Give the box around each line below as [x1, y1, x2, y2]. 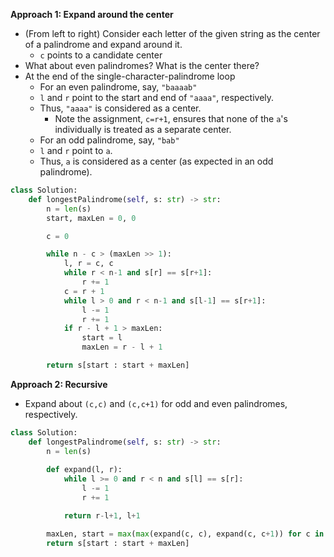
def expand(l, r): [46, 465, 123, 475]
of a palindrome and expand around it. [24, 39, 183, 50]
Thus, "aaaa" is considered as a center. [39, 102, 202, 114]
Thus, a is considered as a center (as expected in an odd [39, 155, 274, 167]
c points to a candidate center [39, 49, 163, 61]
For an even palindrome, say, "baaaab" [39, 81, 198, 93]
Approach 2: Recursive [10, 378, 108, 390]
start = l [81, 333, 123, 343]
